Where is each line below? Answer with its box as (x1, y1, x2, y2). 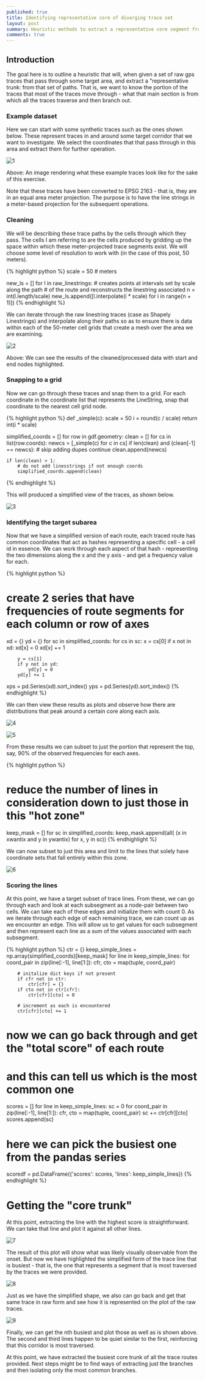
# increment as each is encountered (17, 1003, 111, 1009)
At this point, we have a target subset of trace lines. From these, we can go (6, 895, 195, 903)
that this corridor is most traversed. (6, 1341, 95, 1349)
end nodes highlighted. (6, 360, 65, 368)
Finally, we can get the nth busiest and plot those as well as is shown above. (6, 1329, 198, 1336)
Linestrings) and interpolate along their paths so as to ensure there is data (6, 317, 192, 324)
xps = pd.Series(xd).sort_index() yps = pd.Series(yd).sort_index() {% (6, 683, 179, 690)
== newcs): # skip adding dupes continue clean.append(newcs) (6, 446, 167, 453)
